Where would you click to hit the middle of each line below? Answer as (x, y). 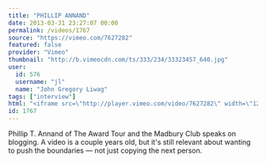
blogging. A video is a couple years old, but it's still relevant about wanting (129, 142)
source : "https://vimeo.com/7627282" (70, 38)
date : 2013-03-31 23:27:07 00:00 (63, 23)
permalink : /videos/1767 (49, 30)
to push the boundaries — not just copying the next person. (105, 150)
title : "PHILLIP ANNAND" (49, 15)
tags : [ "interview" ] (42, 97)
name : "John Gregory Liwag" (62, 89)
